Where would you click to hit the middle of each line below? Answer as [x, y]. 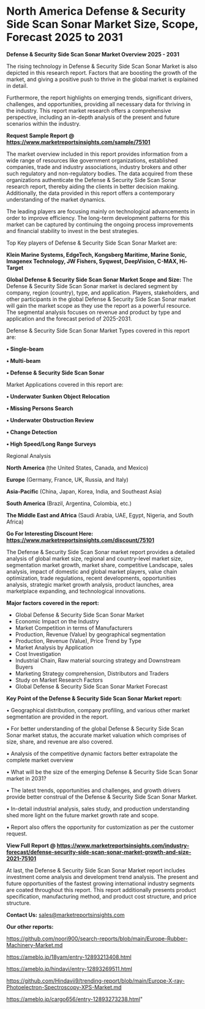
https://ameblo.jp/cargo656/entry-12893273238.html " [74, 999]
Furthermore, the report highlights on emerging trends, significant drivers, [99, 97]
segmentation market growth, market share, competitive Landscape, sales [100, 565]
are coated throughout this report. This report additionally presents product [101, 889]
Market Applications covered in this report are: [65, 384]
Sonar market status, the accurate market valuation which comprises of [96, 735]
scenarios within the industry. [43, 123]
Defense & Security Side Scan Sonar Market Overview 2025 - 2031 [93, 54]
